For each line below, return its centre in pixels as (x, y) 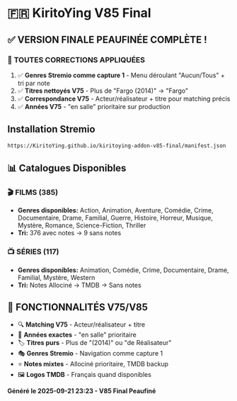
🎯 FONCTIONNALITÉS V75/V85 (78, 307)
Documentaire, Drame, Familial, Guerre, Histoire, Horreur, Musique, (115, 218)
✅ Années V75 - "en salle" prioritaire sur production (94, 106)
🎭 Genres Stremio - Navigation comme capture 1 (90, 354)
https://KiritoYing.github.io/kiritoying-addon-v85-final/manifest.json (117, 146)
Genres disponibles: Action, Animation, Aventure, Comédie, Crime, (115, 210)
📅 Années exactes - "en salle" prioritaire (77, 335)
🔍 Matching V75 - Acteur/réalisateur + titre (81, 324)
